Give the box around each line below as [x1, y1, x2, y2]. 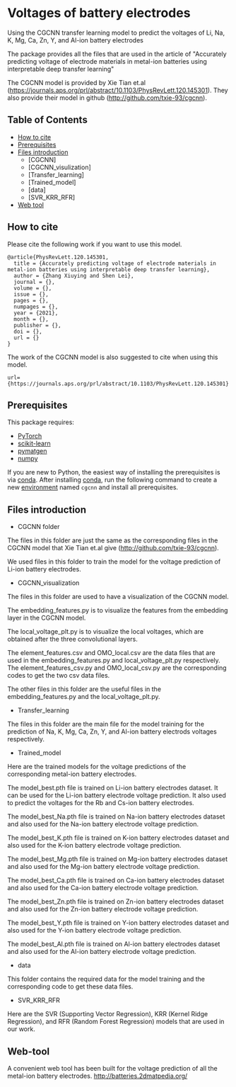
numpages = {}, [13, 303, 59, 310]
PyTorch [17, 432, 42, 440]
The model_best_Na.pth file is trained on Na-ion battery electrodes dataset [7, 812, 225, 821]
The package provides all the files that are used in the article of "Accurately [7, 50, 228, 58]
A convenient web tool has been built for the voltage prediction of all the [7, 1064, 218, 1072]
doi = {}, [13, 328, 42, 335]
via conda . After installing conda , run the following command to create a [7, 476, 218, 484]
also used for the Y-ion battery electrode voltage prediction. [7, 926, 182, 935]
